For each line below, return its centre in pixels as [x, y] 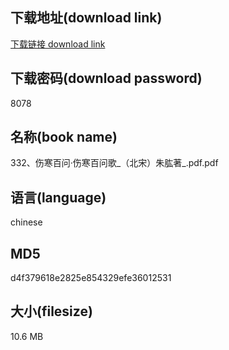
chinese [26, 222]
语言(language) [58, 197]
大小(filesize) [51, 311]
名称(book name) [64, 137]
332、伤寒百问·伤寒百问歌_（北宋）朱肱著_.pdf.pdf [114, 163]
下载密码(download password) [106, 78]
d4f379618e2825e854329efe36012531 [91, 278]
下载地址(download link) [86, 18]
